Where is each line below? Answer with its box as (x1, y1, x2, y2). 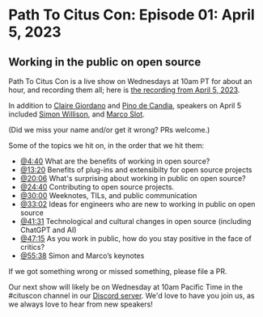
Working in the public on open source (8, 55, 201, 69)
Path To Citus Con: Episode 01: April (8, 6, 255, 24)
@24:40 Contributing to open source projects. (19, 182, 175, 192)
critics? (19, 243, 45, 251)
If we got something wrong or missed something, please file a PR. (8, 267, 228, 276)
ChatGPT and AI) (19, 225, 77, 235)
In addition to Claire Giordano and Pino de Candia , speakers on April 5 (8, 101, 241, 110)
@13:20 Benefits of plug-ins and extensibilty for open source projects (19, 165, 252, 175)
